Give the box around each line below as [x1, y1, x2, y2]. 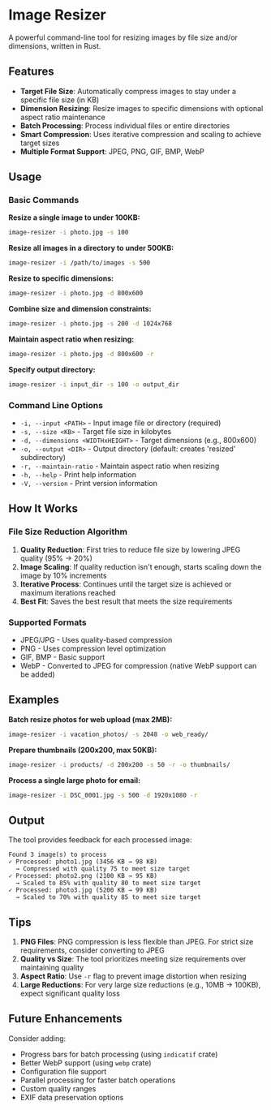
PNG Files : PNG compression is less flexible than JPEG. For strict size [19, 937, 254, 947]
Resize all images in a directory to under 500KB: [8, 243, 174, 253]
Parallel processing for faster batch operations [19, 1075, 176, 1085]
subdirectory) [19, 452, 67, 462]
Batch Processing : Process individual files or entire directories [19, 120, 230, 131]
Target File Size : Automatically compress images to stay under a [19, 86, 237, 96]
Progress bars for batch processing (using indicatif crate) [19, 1049, 218, 1059]
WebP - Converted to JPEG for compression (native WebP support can [19, 660, 257, 670]
